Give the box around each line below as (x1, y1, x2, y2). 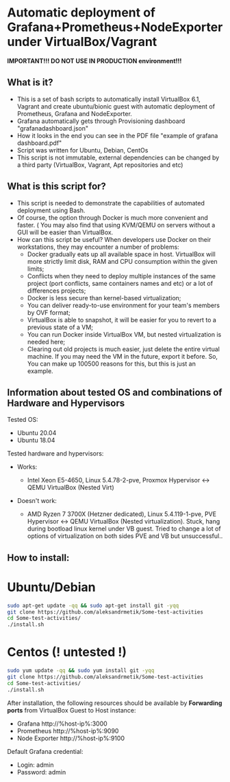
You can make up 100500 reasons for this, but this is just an (27, 359, 196, 368)
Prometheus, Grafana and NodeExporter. (16, 109, 132, 118)
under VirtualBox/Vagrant (7, 34, 157, 49)
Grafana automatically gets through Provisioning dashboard (16, 117, 186, 125)
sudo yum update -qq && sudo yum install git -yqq (7, 667, 155, 674)
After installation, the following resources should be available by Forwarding (7, 699, 222, 707)
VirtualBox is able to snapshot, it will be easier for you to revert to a (27, 315, 217, 324)
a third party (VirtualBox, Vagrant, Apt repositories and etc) (16, 160, 183, 169)
